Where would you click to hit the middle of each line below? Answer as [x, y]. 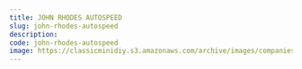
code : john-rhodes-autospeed [64, 43]
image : [22, 51]
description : [34, 34]
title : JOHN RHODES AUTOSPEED [66, 17]
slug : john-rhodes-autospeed [64, 26]
